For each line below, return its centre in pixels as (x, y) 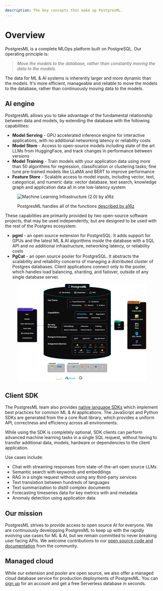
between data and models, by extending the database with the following (77, 121)
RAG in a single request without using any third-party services (74, 477)
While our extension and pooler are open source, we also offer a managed (80, 573)
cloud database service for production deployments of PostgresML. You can (81, 578)
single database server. (36, 277)
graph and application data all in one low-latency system (69, 187)
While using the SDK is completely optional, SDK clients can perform (74, 432)
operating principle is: (27, 54)
